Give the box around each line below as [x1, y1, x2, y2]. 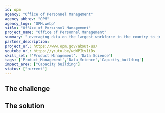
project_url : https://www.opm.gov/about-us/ [5, 44, 98, 49]
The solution [5, 101, 45, 110]
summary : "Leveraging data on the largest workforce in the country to [5, 35, 155, 40]
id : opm [5, 7, 21, 12]
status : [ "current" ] [5, 67, 48, 72]
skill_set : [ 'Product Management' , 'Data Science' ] [5, 53, 113, 58]
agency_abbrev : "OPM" [5, 16, 50, 21]
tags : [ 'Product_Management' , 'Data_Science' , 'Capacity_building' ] [5, 57, 144, 62]
